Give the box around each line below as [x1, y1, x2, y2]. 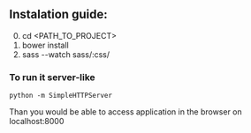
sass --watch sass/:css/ [21, 48, 110, 60]
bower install [21, 40, 69, 50]
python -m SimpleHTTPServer [9, 92, 113, 100]
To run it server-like [9, 70, 95, 83]
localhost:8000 [9, 116, 65, 127]
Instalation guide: [9, 7, 108, 22]
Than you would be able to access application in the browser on [9, 107, 243, 117]
